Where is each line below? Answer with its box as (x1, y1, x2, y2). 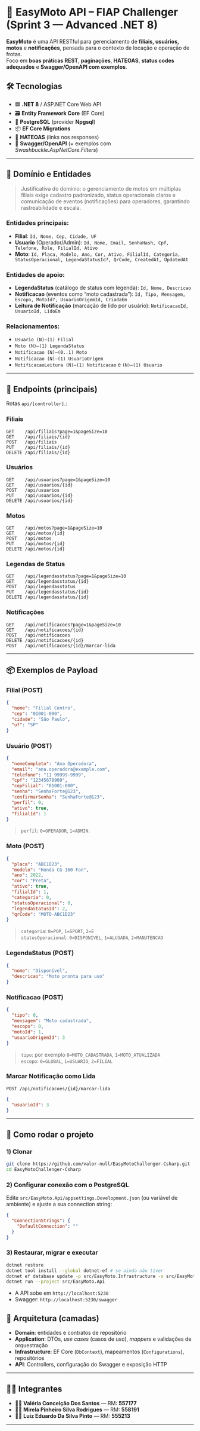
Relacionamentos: (6, 322, 60, 331)
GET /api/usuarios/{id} (6, 482, 73, 488)
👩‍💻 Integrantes (6, 1384, 62, 1394)
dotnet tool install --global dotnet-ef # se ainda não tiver (6, 1267, 164, 1274)
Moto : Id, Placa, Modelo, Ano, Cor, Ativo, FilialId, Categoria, (14, 250, 180, 258)
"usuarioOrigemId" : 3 (11, 1034, 65, 1041)
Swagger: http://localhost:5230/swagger (14, 1296, 118, 1303)
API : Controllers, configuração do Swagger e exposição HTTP (14, 1361, 168, 1368)
